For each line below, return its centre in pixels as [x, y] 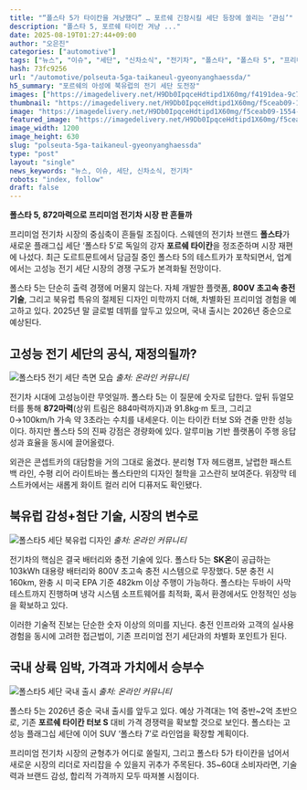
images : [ [28, 94]
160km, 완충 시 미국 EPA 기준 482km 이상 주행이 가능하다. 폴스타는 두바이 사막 [150, 582]
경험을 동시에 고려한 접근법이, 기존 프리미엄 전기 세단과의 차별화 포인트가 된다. [148, 636]
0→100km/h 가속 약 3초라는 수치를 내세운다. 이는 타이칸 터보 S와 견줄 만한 [143, 419]
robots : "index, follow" [57, 179]
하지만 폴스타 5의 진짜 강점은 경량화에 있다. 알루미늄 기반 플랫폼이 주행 [154, 431]
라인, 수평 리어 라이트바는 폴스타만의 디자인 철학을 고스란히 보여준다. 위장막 [153, 473]
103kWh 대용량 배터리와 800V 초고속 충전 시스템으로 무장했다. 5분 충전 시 [142, 571]
